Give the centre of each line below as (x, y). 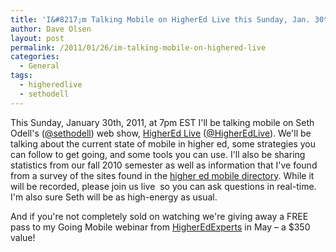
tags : (21, 76)
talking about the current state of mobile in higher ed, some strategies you (163, 143)
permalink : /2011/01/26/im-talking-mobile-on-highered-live (138, 47)
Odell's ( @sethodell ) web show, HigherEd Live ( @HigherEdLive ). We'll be (161, 133)
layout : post (37, 38)
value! (23, 237)
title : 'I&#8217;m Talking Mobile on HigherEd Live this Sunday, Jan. (160, 19)
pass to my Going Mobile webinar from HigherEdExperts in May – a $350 (160, 227)
